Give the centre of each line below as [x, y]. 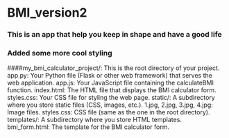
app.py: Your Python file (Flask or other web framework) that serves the [110, 76]
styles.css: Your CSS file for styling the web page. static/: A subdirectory [111, 98]
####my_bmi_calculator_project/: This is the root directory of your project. [113, 68]
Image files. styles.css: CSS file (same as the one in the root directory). [109, 112]
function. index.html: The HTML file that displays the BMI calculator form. [112, 90]
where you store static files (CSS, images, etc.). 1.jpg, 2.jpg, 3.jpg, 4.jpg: [110, 105]
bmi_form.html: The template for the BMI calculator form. [88, 127]
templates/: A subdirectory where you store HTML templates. [95, 120]
